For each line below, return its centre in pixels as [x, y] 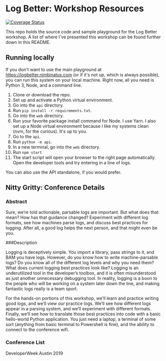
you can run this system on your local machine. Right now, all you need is [80, 80]
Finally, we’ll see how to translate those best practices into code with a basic [83, 314]
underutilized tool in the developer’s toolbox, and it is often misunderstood [81, 273]
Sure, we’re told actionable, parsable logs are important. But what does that [82, 212]
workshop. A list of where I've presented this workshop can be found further [83, 37]
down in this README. [28, 42]
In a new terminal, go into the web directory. [56, 147]
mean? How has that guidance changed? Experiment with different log [77, 217]
